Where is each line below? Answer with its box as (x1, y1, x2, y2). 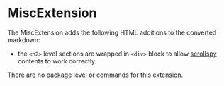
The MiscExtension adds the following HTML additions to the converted (7, 28, 217, 37)
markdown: (7, 35, 40, 44)
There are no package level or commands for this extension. (7, 70, 184, 79)
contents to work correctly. (17, 56, 97, 65)
